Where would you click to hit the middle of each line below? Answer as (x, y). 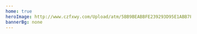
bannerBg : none (24, 22)
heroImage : (19, 17)
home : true (19, 11)
